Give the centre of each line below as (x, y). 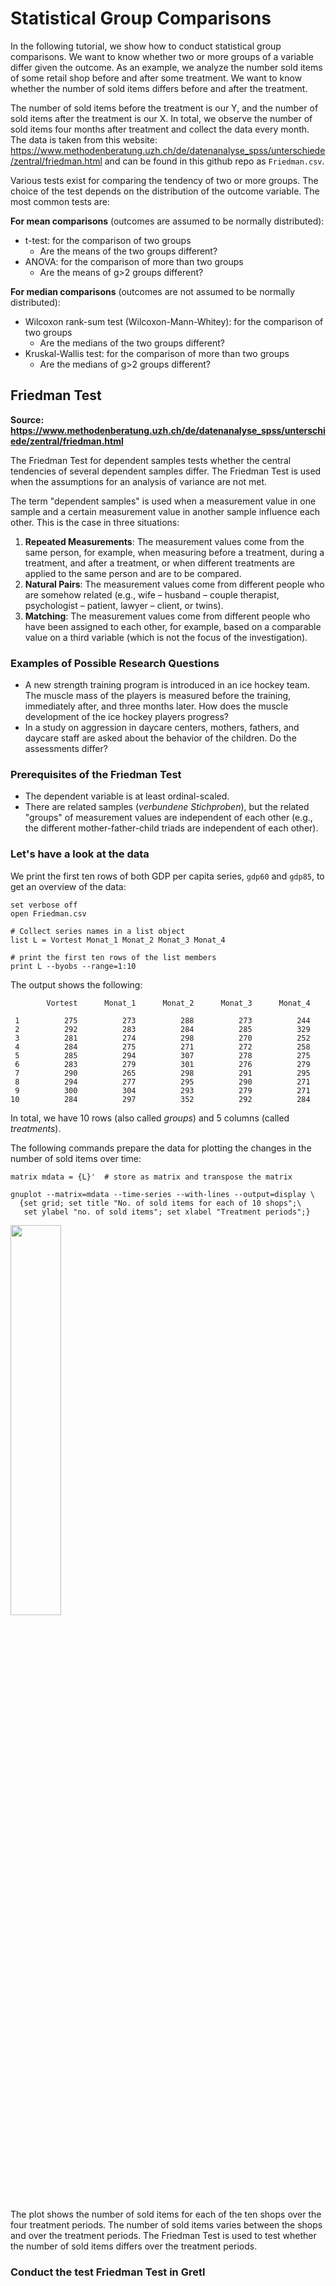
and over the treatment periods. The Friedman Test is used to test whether (163, 2235)
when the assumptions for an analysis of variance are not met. (139, 481)
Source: (27, 419)
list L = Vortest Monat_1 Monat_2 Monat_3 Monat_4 (118, 940)
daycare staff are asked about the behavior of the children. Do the (160, 738)
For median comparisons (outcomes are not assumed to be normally (153, 291)
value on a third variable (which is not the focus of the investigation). (166, 637)
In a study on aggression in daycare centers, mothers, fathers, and (162, 728)
